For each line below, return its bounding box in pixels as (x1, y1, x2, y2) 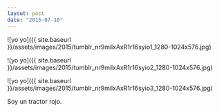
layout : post (7, 10, 45, 17)
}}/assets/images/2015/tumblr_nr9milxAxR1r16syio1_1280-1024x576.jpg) (7, 43, 212, 51)
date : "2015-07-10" (7, 16, 64, 23)
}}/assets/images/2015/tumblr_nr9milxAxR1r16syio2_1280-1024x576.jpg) (7, 63, 213, 71)
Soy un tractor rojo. (7, 97, 62, 105)
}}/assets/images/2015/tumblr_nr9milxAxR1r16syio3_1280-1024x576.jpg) (7, 84, 213, 92)
